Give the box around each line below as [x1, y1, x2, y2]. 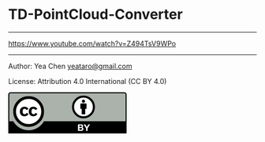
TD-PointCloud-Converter [8, 5, 183, 24]
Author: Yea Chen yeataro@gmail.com [8, 61, 132, 71]
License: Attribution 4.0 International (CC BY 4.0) [8, 76, 167, 86]
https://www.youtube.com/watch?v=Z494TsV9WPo [8, 38, 176, 48]
